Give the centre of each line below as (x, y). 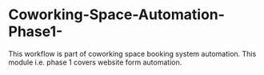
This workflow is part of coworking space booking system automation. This (132, 53)
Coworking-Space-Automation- (117, 15)
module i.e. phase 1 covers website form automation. (95, 62)
